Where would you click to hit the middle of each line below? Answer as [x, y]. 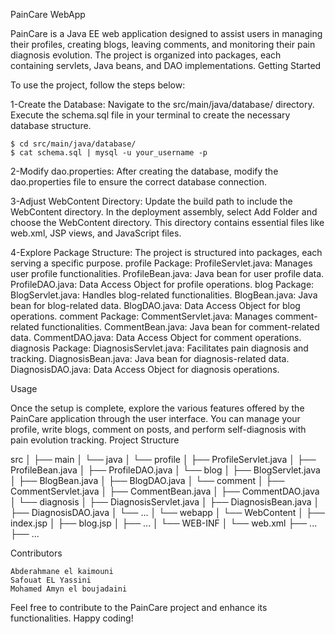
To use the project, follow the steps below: [98, 85]
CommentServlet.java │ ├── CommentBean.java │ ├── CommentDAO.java [165, 491]
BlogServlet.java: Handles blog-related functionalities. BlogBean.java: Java [164, 295]
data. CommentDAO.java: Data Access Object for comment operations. [156, 337]
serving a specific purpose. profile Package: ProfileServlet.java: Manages [161, 263]
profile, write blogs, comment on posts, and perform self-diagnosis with [158, 429]
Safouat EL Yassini [51, 580]
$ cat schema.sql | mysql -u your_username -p [109, 153]
